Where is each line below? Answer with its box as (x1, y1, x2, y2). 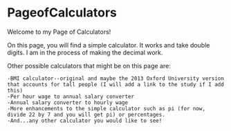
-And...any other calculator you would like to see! (7, 117, 163, 124)
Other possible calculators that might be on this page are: (7, 61, 171, 70)
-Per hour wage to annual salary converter (7, 93, 135, 100)
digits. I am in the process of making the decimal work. (7, 48, 163, 57)
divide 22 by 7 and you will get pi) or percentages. (7, 111, 166, 118)
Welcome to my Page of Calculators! (7, 28, 111, 36)
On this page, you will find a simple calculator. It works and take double (7, 41, 210, 49)
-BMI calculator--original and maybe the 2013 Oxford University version (7, 74, 225, 82)
